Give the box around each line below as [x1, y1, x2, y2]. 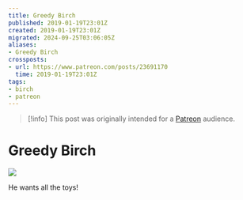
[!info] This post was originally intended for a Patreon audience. [27, 114, 236, 123]
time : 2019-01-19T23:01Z [15, 70, 97, 78]
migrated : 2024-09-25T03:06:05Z [8, 33, 115, 42]
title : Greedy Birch [8, 11, 77, 20]
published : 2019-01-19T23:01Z [8, 19, 108, 27]
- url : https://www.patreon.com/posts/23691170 [8, 63, 169, 71]
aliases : [8, 41, 37, 49]
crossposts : [8, 56, 47, 64]
